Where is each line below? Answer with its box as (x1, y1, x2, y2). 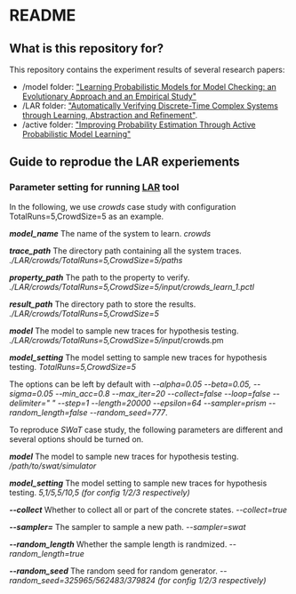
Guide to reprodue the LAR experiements (9, 155, 240, 170)
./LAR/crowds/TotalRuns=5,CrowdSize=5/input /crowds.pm (9, 334, 224, 345)
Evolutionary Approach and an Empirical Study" (21, 91, 197, 101)
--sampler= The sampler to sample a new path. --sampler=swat (9, 521, 246, 532)
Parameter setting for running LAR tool (9, 181, 180, 194)
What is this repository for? (9, 41, 164, 56)
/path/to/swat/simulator (9, 460, 97, 471)
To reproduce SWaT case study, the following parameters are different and (9, 424, 283, 435)
